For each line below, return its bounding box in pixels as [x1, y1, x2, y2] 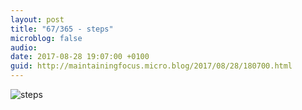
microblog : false [10, 33, 83, 43]
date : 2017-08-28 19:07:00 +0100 [10, 52, 150, 62]
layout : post [10, 14, 65, 25]
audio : [10, 42, 38, 53]
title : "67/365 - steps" [10, 24, 114, 34]
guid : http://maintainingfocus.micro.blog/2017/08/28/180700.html [10, 61, 293, 71]
